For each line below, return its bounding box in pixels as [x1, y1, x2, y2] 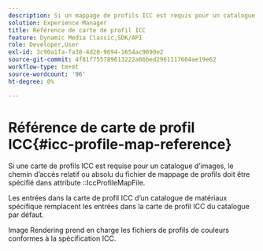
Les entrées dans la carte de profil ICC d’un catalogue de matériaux [8, 193, 228, 203]
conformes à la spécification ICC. [8, 234, 117, 243]
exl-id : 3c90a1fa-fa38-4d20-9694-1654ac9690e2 [8, 48, 164, 56]
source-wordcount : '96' [8, 70, 87, 78]
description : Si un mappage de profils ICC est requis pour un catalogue [8, 11, 256, 20]
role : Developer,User [8, 41, 80, 49]
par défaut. [8, 210, 45, 219]
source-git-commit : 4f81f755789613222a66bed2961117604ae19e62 [8, 56, 217, 64]
